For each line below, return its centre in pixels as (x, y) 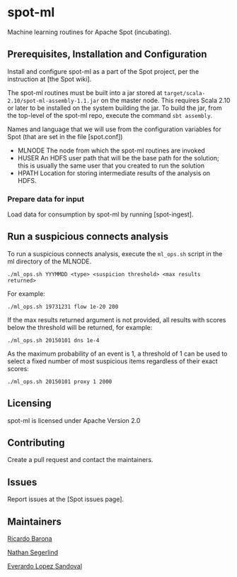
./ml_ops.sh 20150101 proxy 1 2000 (60, 381)
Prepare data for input (46, 199)
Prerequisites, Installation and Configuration (107, 54)
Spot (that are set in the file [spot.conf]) (65, 136)
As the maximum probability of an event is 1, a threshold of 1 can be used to (117, 353)
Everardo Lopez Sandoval (45, 566)
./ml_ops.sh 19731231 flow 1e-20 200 (63, 307)
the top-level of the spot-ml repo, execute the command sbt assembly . (110, 115)
